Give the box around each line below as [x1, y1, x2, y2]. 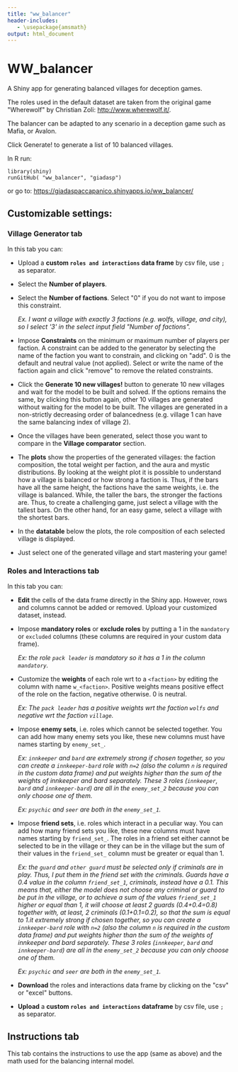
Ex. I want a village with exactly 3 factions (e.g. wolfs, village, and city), [17, 315, 227, 323]
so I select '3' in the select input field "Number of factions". [17, 322, 191, 331]
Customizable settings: [7, 207, 113, 219]
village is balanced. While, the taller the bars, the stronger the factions [17, 491, 223, 499]
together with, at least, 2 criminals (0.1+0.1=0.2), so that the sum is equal [17, 908, 230, 917]
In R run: [7, 154, 32, 163]
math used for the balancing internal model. [7, 1056, 135, 1065]
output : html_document [7, 30, 74, 38]
